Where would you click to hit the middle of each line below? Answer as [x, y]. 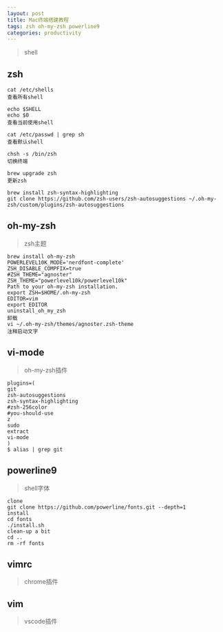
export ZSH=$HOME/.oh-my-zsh [49, 293]
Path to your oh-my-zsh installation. [63, 287]
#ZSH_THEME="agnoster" [40, 274]
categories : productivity [44, 33]
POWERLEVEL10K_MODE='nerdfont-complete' [66, 263]
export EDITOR [28, 305]
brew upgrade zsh [32, 174]
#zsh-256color [28, 407]
